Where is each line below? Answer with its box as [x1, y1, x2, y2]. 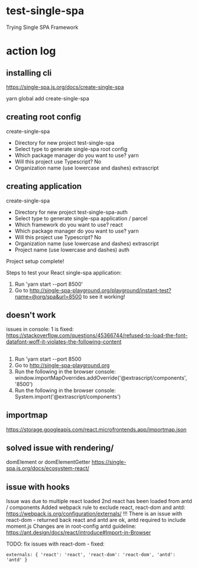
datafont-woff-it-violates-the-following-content [6, 338, 122, 345]
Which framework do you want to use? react [14, 221, 123, 228]
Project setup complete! [6, 257, 64, 265]
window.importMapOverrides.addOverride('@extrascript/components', [14, 374, 187, 381]
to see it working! [83, 293, 125, 300]
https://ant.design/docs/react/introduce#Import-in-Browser [6, 529, 151, 536]
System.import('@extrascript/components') [14, 393, 121, 400]
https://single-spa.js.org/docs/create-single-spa [6, 83, 124, 90]
